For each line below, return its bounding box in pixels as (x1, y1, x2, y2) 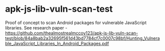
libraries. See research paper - (5, 25, 68, 30)
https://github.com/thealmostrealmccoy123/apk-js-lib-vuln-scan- (5, 30, 138, 36)
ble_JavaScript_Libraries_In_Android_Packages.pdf (5, 40, 109, 46)
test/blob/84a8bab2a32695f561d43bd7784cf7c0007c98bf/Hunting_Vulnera (5, 35, 160, 41)
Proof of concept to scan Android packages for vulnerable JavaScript (5, 20, 147, 25)
